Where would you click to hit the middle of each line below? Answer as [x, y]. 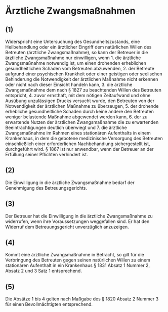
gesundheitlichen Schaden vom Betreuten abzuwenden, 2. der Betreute [80, 69]
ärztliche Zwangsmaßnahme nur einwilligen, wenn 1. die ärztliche [73, 58]
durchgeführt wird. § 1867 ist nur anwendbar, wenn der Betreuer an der [79, 149]
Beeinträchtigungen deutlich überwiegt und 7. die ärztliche [66, 127]
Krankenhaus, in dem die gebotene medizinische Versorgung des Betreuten [84, 138]
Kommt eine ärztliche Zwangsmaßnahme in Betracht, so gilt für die [75, 255]
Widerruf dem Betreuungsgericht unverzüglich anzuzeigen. [67, 227]
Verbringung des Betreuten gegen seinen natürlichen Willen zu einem [78, 260]
